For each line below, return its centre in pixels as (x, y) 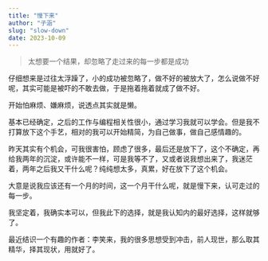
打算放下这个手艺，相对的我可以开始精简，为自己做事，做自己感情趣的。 (127, 132)
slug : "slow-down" (39, 30)
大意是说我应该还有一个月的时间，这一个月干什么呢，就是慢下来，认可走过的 (134, 186)
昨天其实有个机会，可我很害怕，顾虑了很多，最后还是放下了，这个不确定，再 (134, 149)
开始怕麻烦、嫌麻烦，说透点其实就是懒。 (75, 105)
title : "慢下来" (33, 16)
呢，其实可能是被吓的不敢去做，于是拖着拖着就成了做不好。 (106, 88)
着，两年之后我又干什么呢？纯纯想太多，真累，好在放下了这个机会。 (120, 169)
